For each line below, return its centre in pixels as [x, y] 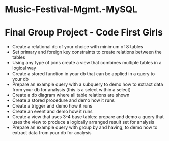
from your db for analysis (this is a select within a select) [71, 90]
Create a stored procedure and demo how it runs [63, 100]
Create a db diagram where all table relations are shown [71, 95]
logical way [24, 68]
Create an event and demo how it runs [52, 111]
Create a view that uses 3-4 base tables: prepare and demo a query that [88, 117]
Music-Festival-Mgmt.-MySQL [71, 9]
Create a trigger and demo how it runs [52, 106]
